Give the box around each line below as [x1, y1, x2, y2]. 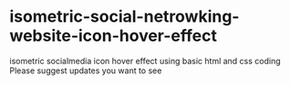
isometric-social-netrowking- [9, 6, 240, 27]
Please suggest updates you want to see [9, 65, 162, 76]
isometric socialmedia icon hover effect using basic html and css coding [9, 55, 281, 66]
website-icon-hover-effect [9, 25, 217, 46]
